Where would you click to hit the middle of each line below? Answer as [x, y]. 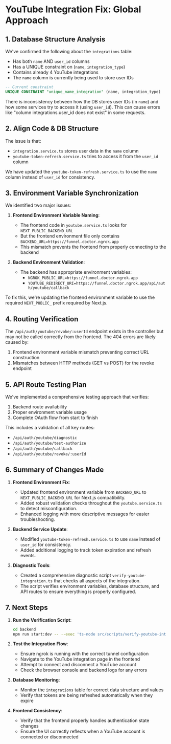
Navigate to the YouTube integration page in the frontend [80, 659]
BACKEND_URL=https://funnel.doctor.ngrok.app [69, 242]
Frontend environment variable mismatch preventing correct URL [81, 352]
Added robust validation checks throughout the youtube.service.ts [91, 503]
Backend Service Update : [40, 529]
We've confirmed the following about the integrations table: [69, 51]
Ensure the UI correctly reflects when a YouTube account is [83, 731]
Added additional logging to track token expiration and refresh [86, 550]
